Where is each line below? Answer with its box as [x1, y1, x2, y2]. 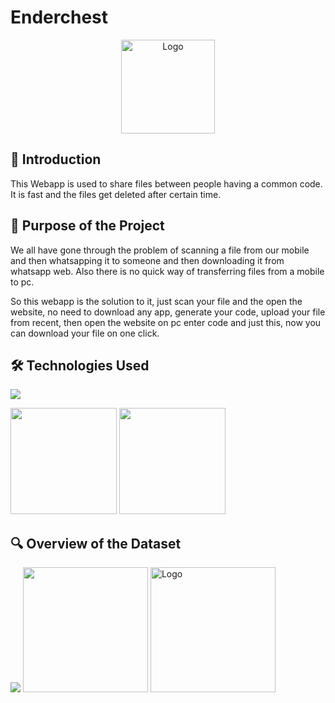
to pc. [10, 276, 35, 288]
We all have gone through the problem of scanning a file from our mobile [10, 244, 310, 256]
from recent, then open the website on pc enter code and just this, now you [10, 316, 322, 328]
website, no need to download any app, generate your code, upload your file [10, 306, 326, 318]
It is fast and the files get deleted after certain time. [10, 188, 222, 200]
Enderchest [10, 6, 109, 29]
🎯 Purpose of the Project [10, 217, 165, 235]
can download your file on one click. [10, 327, 160, 339]
